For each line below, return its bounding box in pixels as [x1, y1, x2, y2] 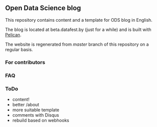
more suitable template [12, 107, 59, 113]
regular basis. [5, 46, 33, 52]
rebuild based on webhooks [12, 117, 69, 123]
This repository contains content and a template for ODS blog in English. [5, 17, 153, 23]
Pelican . [5, 32, 22, 37]
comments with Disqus [12, 112, 59, 118]
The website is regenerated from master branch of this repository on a [5, 41, 149, 47]
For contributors [5, 59, 46, 65]
